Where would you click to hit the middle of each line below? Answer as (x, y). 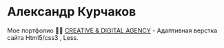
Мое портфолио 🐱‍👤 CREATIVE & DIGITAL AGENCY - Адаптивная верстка (112, 30)
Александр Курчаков (72, 12)
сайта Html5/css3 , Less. (43, 37)
